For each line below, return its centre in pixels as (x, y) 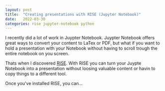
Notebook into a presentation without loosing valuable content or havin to (80, 69)
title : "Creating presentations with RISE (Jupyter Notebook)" (73, 14)
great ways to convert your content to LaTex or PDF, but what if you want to (82, 43)
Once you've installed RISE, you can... (44, 84)
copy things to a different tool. (36, 74)
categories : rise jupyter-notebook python (50, 24)
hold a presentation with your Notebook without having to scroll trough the (82, 48)
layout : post (19, 10)
